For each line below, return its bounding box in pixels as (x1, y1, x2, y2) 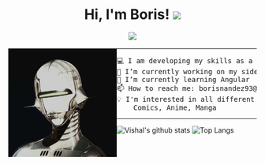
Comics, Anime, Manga (132, 103, 217, 112)
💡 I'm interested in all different (117, 95, 255, 103)
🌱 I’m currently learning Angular (117, 75, 250, 84)
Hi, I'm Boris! (84, 6, 170, 24)
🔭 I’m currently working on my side (117, 67, 259, 76)
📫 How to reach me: (117, 84, 196, 92)
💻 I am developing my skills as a (117, 56, 253, 65)
